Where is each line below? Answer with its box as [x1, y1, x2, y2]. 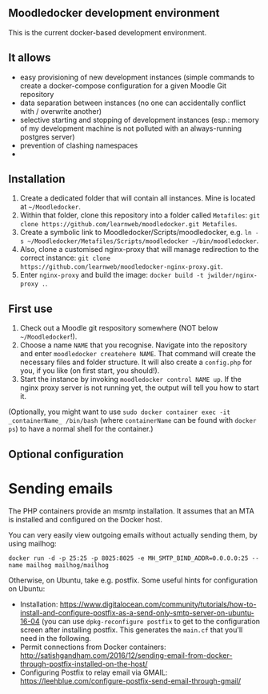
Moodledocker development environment [8, 6, 220, 20]
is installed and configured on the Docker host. [8, 514, 162, 524]
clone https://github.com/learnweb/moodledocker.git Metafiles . [19, 219, 238, 229]
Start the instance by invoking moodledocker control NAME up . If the [19, 375, 242, 384]
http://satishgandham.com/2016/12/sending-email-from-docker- [19, 650, 233, 660]
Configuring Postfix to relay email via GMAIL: [19, 668, 168, 677]
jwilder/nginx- [206, 272, 258, 280]
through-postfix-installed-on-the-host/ [19, 659, 148, 668]
